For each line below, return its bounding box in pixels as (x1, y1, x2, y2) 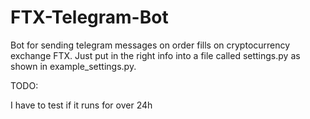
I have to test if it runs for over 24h (10, 99, 153, 111)
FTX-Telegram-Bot (10, 6, 169, 29)
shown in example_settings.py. (10, 60, 137, 72)
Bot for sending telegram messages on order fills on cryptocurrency (10, 39, 291, 51)
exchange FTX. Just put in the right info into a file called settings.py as (10, 49, 301, 61)
